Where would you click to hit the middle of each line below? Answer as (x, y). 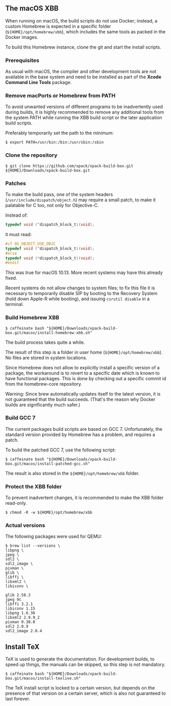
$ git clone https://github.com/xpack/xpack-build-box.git (69, 166)
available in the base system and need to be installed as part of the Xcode (83, 77)
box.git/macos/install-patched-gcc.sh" (48, 464)
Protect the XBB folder (34, 486)
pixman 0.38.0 (20, 622)
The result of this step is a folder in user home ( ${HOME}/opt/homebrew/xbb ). (84, 352)
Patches (16, 183)
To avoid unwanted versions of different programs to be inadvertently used (84, 107)
